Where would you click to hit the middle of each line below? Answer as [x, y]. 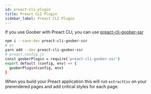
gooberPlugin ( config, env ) [37, 68]
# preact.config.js [25, 54]
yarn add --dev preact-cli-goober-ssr [44, 50]
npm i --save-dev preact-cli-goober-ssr [46, 41]
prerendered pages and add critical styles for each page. [62, 87]
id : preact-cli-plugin [28, 9]
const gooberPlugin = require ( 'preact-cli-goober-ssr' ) [62, 59]
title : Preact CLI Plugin [31, 14]
